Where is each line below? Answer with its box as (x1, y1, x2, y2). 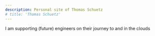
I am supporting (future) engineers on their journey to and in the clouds (5, 25, 151, 31)
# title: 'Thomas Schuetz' (5, 12, 61, 17)
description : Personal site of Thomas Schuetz (5, 7, 103, 12)
